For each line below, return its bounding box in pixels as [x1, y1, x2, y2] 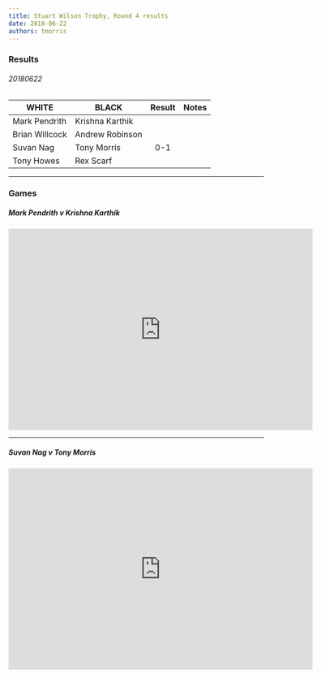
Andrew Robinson [75, 128, 143, 140]
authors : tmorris [8, 27, 67, 35]
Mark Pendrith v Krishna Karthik [8, 208, 120, 218]
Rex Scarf [75, 155, 113, 166]
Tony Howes [12, 155, 60, 166]
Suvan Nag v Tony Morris [8, 447, 96, 457]
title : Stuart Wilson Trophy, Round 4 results [8, 11, 169, 20]
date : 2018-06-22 [8, 19, 67, 28]
